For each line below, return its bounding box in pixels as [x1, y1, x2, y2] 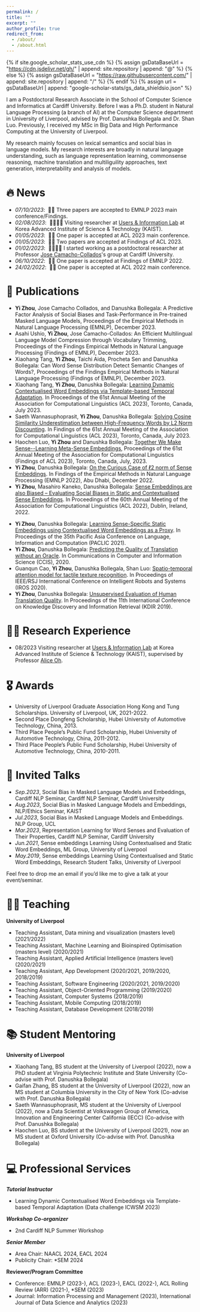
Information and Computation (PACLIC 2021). [14, 539, 126, 546]
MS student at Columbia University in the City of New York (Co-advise [14, 1089, 189, 1096]
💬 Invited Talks [6, 768, 81, 782]
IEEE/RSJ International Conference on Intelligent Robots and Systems [14, 577, 186, 585]
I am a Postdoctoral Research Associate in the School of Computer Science [6, 95, 192, 103]
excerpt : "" [6, 20, 36, 26]
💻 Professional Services [6, 1162, 131, 1175]
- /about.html [11, 43, 47, 49]
